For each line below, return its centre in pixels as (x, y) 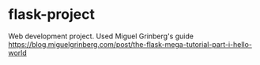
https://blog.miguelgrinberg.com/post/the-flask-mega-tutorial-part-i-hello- (130, 44)
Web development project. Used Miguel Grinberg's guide (101, 36)
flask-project (51, 14)
